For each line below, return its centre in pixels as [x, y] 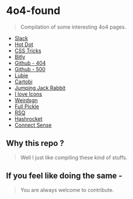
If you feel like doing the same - [64, 176]
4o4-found [33, 11]
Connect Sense [33, 125]
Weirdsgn [26, 100]
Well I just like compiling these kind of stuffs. [74, 157]
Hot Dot [24, 44]
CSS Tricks [28, 50]
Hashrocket [28, 118]
